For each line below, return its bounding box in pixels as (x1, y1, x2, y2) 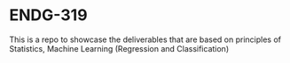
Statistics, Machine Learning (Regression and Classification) (9, 43, 229, 53)
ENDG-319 (9, 5, 88, 25)
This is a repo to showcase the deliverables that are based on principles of (9, 34, 282, 45)
